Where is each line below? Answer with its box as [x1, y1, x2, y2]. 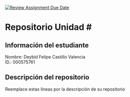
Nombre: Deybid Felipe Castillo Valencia [5, 54, 86, 59]
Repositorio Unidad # [5, 22, 92, 33]
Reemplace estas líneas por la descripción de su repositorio [5, 86, 125, 92]
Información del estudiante [5, 41, 89, 49]
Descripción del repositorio [5, 73, 90, 81]
